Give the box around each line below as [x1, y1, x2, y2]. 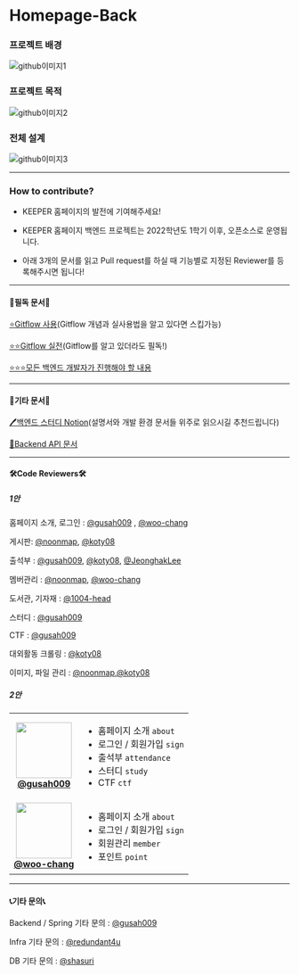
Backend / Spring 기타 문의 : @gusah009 [9, 917, 158, 928]
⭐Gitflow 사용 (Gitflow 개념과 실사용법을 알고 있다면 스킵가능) [9, 318, 222, 329]
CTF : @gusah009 [9, 630, 77, 640]
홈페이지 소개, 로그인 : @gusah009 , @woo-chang [9, 517, 189, 528]
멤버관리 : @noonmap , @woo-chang [9, 574, 141, 585]
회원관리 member [97, 838, 161, 850]
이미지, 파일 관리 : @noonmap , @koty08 [9, 667, 150, 678]
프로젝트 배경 [9, 39, 62, 52]
